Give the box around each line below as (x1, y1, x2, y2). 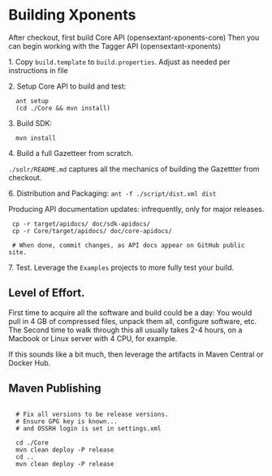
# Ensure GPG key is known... (15, 417, 118, 426)
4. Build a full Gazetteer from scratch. (8, 148, 134, 158)
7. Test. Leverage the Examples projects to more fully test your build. (8, 262, 234, 272)
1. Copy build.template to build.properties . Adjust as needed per (8, 57, 231, 67)
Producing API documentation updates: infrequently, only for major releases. (8, 204, 265, 214)
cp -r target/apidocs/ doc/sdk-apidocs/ (11, 219, 151, 228)
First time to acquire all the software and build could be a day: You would (8, 307, 253, 318)
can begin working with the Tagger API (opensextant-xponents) (8, 41, 222, 50)
